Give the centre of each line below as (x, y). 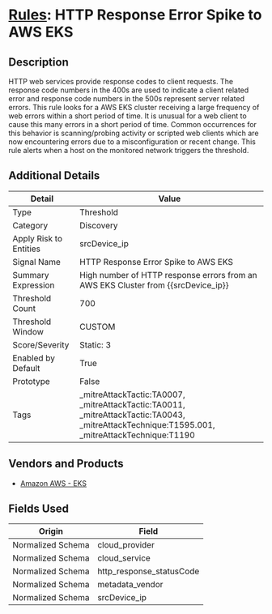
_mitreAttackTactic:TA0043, (132, 415)
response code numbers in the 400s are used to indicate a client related (129, 90)
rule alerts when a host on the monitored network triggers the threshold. (129, 150)
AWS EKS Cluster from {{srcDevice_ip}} (154, 285)
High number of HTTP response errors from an (168, 275)
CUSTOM (98, 326)
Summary (31, 275)
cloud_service (124, 558)
